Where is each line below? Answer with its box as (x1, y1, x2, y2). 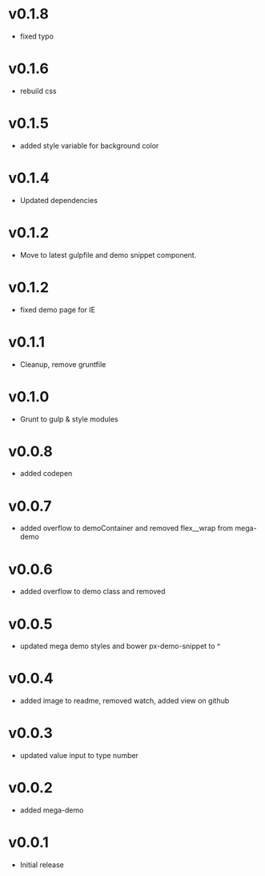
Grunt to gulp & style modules (19, 414, 118, 424)
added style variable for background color (19, 141, 159, 150)
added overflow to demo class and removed (19, 587, 166, 597)
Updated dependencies (19, 195, 98, 205)
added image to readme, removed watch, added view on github (19, 696, 230, 706)
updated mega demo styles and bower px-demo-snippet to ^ (19, 642, 221, 651)
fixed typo (19, 31, 54, 41)
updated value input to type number (19, 751, 139, 760)
